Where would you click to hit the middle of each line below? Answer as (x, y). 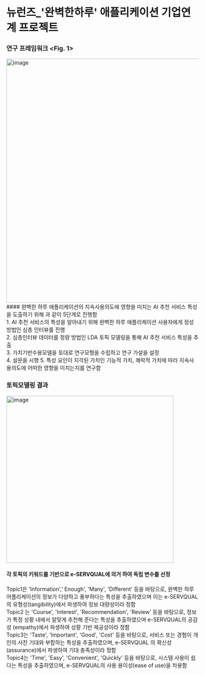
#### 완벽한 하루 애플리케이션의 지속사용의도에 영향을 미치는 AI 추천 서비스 (96, 307)
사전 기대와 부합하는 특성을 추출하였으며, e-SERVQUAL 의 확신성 (95, 642)
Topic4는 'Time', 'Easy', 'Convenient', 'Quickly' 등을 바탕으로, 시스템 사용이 (98, 657)
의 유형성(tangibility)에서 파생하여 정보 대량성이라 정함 (71, 604)
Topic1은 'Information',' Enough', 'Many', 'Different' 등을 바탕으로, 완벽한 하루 (100, 589)
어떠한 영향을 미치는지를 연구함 (64, 368)
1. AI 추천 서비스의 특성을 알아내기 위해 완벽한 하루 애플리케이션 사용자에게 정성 (100, 322)
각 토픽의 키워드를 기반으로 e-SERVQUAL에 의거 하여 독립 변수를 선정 (88, 574)
